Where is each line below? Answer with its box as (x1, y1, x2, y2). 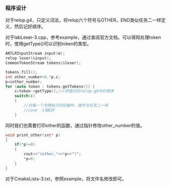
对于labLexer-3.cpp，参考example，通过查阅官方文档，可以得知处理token (5, 34, 161, 40)
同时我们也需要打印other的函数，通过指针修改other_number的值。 (5, 122, 145, 128)
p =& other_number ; (5, 79, 42, 84)
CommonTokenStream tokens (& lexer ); (5, 60, 81, 66)
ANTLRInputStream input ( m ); (5, 51, 66, 56)
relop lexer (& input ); (5, 56, 52, 61)
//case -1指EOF (24, 107, 55, 113)
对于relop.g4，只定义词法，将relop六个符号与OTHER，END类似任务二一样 (5, 17, 161, 24)
